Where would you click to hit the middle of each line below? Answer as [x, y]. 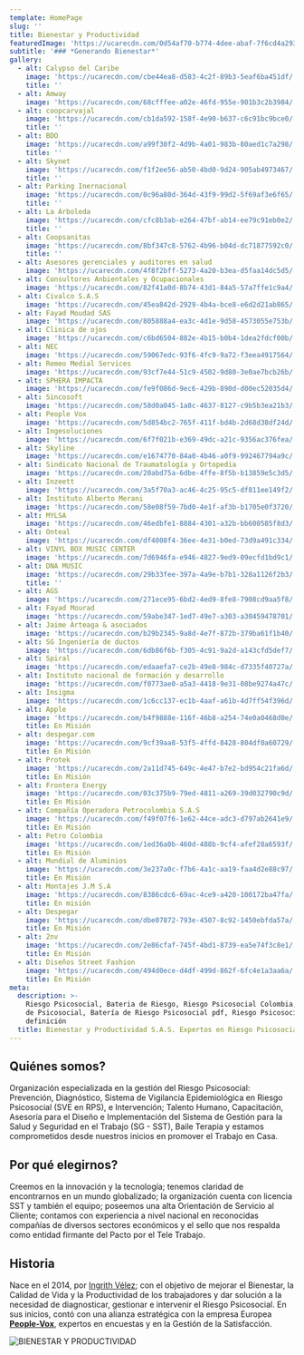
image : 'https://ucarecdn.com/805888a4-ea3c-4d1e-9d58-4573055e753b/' [161, 322]
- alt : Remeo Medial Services [74, 364]
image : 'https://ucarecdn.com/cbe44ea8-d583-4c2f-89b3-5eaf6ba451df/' [161, 77]
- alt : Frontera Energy [62, 785]
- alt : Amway [42, 93]
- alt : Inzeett [46, 482]
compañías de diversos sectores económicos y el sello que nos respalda [145, 1225]
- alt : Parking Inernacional [72, 187]
